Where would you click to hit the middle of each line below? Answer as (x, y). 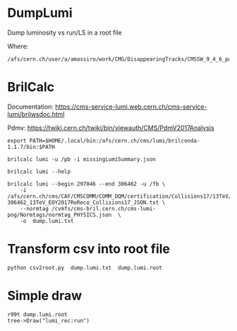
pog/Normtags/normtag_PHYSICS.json (60, 215)
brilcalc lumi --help (39, 171)
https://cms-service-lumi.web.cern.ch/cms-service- (131, 107)
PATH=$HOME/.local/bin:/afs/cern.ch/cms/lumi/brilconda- (115, 140)
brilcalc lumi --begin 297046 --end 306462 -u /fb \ (86, 184)
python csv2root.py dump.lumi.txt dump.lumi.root (85, 267)
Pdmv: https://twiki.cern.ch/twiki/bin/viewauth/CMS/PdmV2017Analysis (111, 128)
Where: (18, 46)
